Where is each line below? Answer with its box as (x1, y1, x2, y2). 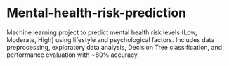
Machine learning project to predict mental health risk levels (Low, (6, 28, 197, 37)
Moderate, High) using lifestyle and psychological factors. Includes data (6, 35, 215, 44)
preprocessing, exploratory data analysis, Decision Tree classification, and (6, 43, 223, 51)
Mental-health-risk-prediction (6, 5, 187, 21)
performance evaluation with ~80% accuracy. (6, 51, 140, 59)
